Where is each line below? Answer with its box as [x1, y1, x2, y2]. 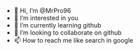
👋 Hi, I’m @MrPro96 [13, 7, 71, 14]
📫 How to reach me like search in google [13, 37, 134, 44]
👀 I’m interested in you [13, 14, 79, 22]
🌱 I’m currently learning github [13, 21, 101, 29]
